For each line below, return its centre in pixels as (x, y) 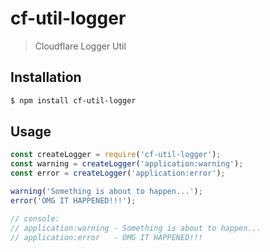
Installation (46, 77)
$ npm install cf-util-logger (73, 100)
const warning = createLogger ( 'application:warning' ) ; (127, 164)
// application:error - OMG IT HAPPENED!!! (106, 237)
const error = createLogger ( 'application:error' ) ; (118, 173)
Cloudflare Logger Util (80, 46)
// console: (35, 218)
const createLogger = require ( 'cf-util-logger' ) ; (116, 155)
